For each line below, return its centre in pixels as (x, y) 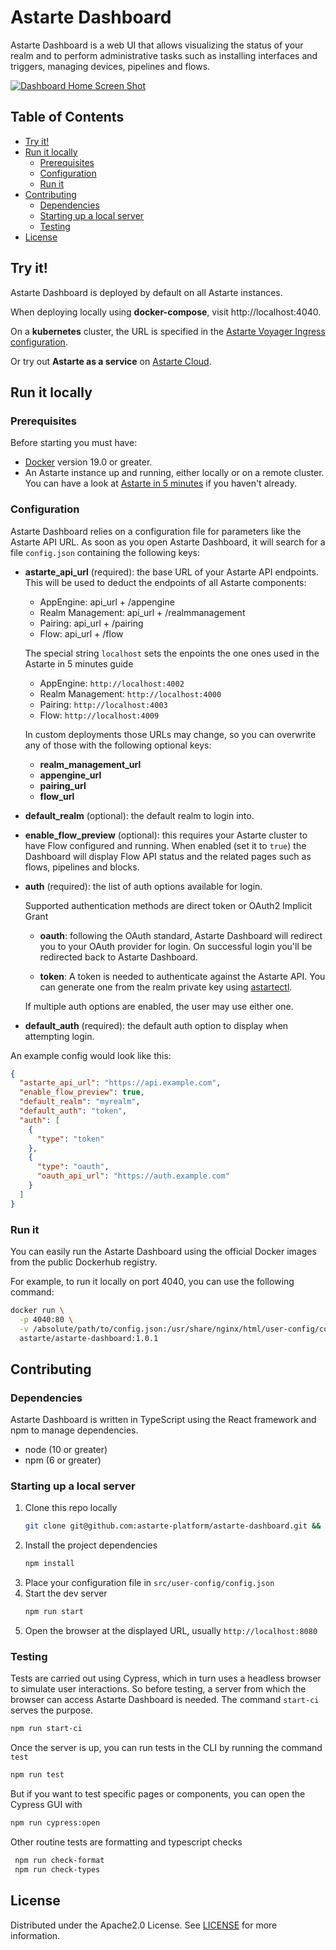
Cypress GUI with (46, 1805)
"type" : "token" (70, 1139)
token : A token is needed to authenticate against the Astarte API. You (182, 976)
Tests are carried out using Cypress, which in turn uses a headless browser (166, 1678)
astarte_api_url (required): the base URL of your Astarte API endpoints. (171, 572)
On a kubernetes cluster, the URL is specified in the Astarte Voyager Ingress (168, 331)
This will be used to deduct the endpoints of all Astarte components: (165, 582)
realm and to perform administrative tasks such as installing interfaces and (164, 55)
